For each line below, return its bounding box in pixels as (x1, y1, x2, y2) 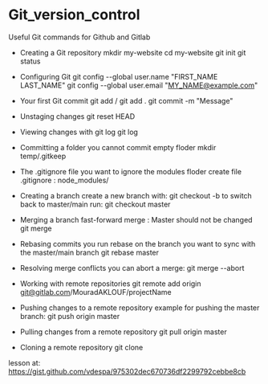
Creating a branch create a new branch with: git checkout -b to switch (19, 190, 253, 200)
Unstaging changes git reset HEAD (19, 111, 135, 121)
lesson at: (8, 357, 41, 367)
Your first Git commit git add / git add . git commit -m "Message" (19, 96, 233, 105)
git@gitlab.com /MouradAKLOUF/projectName (19, 287, 173, 296)
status (19, 56, 41, 66)
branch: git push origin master (19, 311, 120, 321)
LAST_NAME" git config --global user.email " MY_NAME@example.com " (19, 80, 258, 90)
